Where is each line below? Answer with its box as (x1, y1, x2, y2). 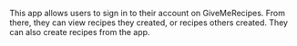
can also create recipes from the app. (9, 27, 150, 37)
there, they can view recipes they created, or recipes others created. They (9, 17, 289, 28)
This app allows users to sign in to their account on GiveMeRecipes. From (9, 8, 285, 18)
